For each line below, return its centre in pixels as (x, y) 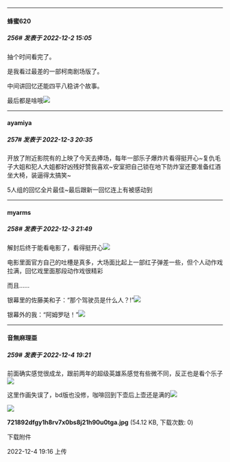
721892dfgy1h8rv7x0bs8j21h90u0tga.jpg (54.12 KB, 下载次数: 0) (100, 422)
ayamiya (20, 123)
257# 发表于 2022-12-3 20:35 (50, 139)
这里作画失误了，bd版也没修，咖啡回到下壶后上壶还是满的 (89, 395)
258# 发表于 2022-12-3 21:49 (50, 229)
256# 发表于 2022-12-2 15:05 (50, 38)
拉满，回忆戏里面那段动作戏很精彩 (55, 270)
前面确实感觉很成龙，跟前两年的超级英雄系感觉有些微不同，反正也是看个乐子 (115, 373)
